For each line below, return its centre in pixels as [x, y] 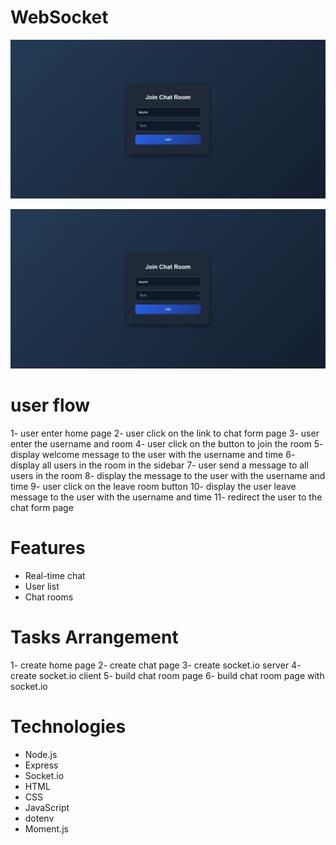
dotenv [39, 818]
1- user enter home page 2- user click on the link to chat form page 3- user [165, 433]
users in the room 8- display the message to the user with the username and [168, 475]
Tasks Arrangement [94, 637]
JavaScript [47, 807]
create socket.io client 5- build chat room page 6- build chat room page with [167, 675]
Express [41, 765]
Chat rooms [49, 597]
